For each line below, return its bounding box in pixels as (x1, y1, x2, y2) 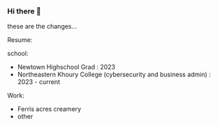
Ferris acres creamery (17, 105, 82, 113)
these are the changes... (7, 22, 78, 31)
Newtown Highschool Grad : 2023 (17, 63, 116, 71)
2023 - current (17, 78, 61, 86)
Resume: (7, 36, 33, 44)
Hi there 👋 (7, 6, 42, 16)
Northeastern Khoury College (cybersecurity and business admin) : (17, 70, 211, 79)
